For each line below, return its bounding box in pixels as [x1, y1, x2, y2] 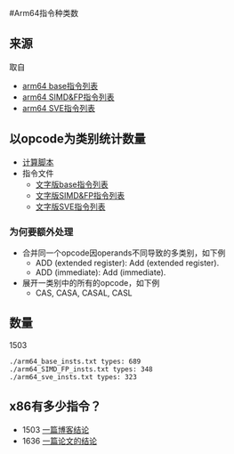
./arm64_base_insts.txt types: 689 [9, 357, 141, 366]
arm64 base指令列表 [21, 80, 99, 91]
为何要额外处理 [9, 225, 74, 238]
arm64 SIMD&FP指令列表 [21, 92, 115, 102]
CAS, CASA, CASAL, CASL [35, 288, 133, 298]
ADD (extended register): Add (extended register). [35, 257, 220, 268]
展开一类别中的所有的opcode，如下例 [21, 277, 160, 288]
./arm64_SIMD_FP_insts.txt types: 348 [9, 364, 153, 374]
